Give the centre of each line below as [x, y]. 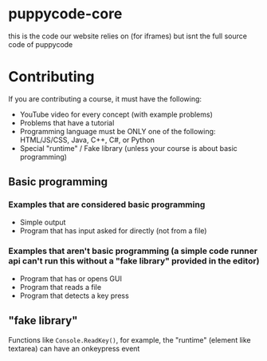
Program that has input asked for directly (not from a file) [113, 230]
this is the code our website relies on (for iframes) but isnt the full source [128, 36]
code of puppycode [41, 44]
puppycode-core [65, 14]
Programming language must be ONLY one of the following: [118, 131]
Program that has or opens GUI [71, 278]
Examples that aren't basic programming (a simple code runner [133, 251]
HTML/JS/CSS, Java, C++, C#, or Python [87, 140]
